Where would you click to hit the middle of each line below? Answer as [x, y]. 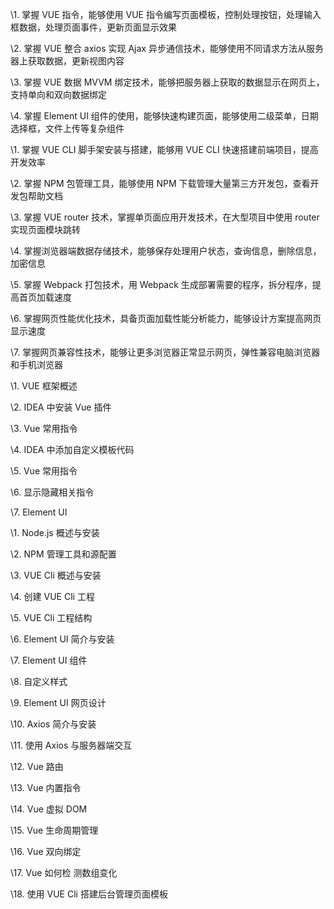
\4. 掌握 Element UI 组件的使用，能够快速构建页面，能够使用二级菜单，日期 [164, 116]
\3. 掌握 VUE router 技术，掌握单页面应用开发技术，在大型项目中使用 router [165, 217]
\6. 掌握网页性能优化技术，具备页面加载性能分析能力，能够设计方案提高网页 [166, 318]
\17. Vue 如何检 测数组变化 [64, 872]
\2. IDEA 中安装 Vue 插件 [61, 407]
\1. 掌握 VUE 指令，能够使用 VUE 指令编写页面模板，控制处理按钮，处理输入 [166, 14]
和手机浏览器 [36, 364]
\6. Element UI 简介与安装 [62, 639]
